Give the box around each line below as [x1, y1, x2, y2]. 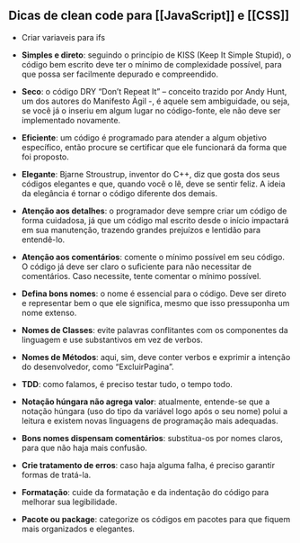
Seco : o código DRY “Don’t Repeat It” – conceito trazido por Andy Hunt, [21, 86, 287, 96]
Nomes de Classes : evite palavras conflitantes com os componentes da [21, 324, 288, 335]
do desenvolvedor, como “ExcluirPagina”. [21, 361, 174, 372]
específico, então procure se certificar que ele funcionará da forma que [21, 141, 287, 152]
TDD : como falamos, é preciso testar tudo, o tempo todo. [21, 378, 233, 389]
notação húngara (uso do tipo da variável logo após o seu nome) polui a [21, 405, 288, 416]
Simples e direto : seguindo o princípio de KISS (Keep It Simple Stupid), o [21, 50, 292, 60]
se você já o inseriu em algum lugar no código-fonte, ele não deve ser [21, 104, 281, 116]
